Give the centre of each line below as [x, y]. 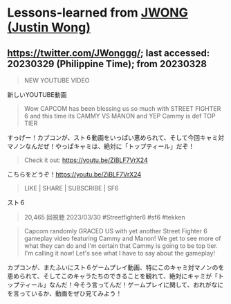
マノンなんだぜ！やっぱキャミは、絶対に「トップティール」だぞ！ [101, 146]
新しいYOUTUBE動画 [37, 95]
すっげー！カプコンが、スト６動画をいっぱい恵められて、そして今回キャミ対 [116, 137]
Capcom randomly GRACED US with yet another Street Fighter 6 [115, 231]
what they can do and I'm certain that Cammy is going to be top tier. [121, 246]
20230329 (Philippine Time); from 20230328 [107, 64]
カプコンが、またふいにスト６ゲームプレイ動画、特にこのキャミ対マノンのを [116, 267]
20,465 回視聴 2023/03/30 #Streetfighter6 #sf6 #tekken [104, 217]
